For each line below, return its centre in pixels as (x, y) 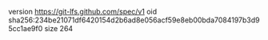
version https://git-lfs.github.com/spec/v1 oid (83, 12)
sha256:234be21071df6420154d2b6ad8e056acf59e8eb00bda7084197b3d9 (134, 20)
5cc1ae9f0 (26, 28)
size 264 (59, 28)
